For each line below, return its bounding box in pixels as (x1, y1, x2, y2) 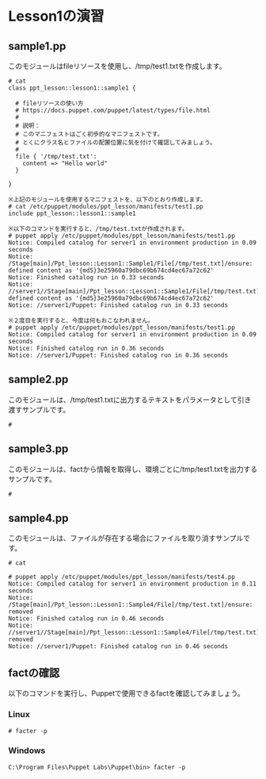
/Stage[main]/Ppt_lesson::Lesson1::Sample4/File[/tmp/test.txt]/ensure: (8, 601, 253, 609)
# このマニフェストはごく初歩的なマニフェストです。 (15, 130, 164, 138)
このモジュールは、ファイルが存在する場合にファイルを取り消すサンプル (8, 533, 244, 543)
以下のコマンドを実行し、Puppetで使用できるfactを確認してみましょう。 (8, 689, 245, 698)
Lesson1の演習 (8, 7, 104, 25)
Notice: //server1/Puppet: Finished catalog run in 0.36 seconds (8, 351, 228, 359)
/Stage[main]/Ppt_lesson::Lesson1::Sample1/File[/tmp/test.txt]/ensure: (8, 259, 253, 267)
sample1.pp (8, 39, 66, 52)
